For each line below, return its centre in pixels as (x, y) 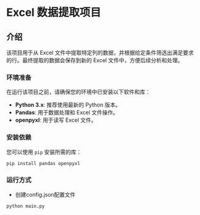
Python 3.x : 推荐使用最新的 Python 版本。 (68, 105)
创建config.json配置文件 (45, 194)
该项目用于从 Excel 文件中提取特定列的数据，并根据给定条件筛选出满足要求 (100, 53)
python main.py (26, 206)
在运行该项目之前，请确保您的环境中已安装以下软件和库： (78, 92)
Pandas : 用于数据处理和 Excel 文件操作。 (67, 113)
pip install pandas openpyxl (43, 163)
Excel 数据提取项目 (54, 12)
